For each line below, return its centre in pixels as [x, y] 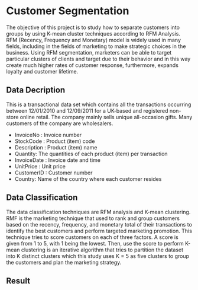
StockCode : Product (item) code [55, 141]
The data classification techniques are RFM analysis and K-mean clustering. [98, 212]
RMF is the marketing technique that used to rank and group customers [93, 218]
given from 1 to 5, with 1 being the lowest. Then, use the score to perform [95, 243]
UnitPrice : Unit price [40, 166]
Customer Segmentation [68, 11]
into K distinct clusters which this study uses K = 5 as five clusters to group [98, 256]
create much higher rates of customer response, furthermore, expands [92, 65]
